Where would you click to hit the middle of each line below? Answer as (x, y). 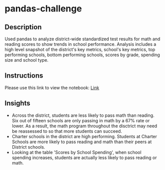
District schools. (28, 147)
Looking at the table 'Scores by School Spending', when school (77, 152)
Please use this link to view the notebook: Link (52, 87)
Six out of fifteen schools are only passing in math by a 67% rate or (81, 120)
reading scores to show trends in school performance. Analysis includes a (81, 44)
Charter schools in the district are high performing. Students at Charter (84, 136)
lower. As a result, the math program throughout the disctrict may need (84, 126)
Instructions (24, 76)
